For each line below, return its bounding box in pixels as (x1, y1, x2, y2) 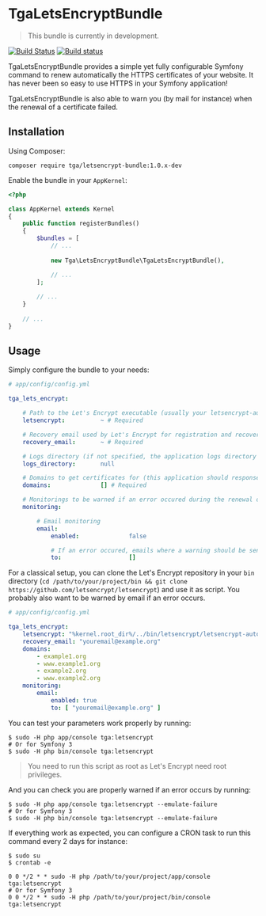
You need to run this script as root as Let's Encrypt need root (27, 761, 227, 770)
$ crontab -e (8, 858, 51, 867)
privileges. (27, 770, 63, 779)
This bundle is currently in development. (27, 31, 160, 40)
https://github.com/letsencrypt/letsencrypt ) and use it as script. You (8, 585, 240, 595)
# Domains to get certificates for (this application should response (22, 474, 260, 482)
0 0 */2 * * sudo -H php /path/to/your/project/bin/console (8, 893, 211, 901)
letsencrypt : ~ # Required (22, 416, 144, 424)
